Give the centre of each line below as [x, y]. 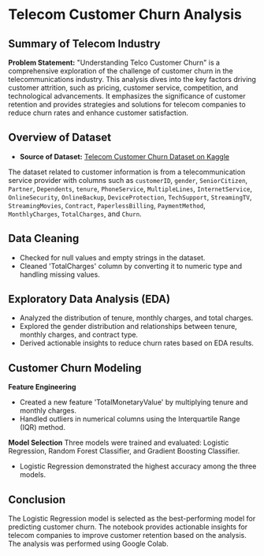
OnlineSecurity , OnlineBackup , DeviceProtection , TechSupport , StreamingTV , [130, 197]
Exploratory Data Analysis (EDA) [89, 299]
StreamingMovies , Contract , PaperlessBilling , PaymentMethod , [107, 205]
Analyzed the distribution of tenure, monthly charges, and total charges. [136, 318]
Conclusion [37, 500]
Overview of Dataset [60, 138]
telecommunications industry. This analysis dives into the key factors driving [132, 79]
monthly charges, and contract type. [79, 335]
